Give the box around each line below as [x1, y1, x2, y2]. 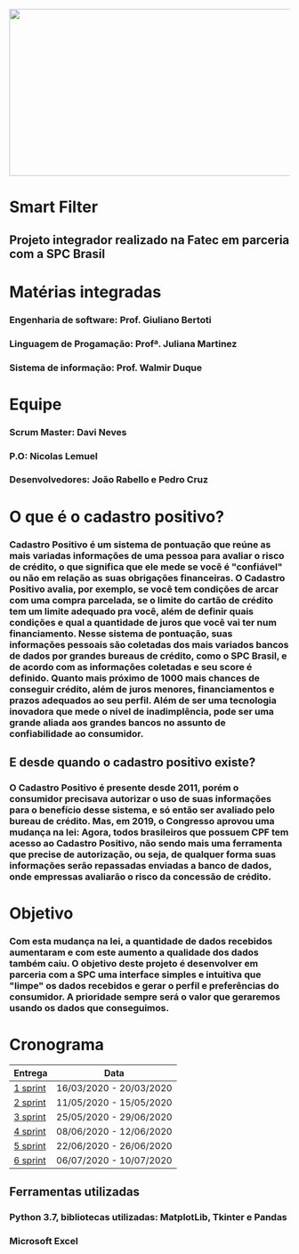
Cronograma [9, 1035, 104, 1055]
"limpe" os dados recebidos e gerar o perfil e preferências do [9, 980, 279, 992]
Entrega [13, 1066, 48, 1079]
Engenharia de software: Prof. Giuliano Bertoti [9, 313, 212, 326]
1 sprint [13, 1081, 46, 1094]
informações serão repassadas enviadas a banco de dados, [9, 859, 272, 871]
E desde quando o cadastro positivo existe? [9, 755, 256, 770]
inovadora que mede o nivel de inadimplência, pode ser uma [9, 705, 274, 717]
